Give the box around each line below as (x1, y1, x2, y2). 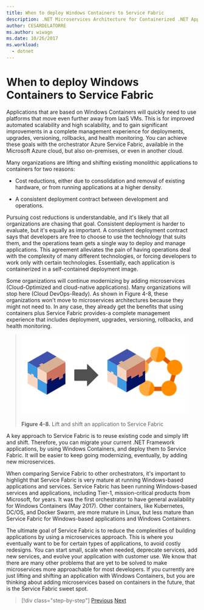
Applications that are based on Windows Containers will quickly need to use (6, 108, 197, 116)
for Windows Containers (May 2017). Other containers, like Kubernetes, (6, 502, 185, 509)
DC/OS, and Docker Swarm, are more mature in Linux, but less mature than (6, 508, 194, 516)
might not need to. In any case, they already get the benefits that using (6, 303, 183, 310)
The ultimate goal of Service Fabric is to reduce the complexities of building (6, 527, 196, 534)
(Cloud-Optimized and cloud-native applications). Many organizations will (6, 283, 191, 291)
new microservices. (6, 458, 56, 465)
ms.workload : (6, 42, 39, 48)
